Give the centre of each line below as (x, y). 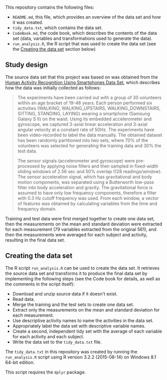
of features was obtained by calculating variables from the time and (87, 203)
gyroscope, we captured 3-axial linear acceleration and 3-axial (82, 124)
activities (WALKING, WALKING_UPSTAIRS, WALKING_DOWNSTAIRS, (89, 108)
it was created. (28, 22)
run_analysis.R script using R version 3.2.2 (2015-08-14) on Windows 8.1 (81, 357)
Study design (27, 65)
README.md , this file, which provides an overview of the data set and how (87, 17)
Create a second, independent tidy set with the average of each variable (87, 331)
